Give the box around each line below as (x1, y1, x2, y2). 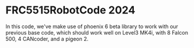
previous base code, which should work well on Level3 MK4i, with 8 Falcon (5, 29, 188, 36)
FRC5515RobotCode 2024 (5, 4, 136, 17)
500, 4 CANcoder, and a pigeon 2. (5, 35, 89, 42)
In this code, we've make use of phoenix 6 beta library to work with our (5, 23, 178, 30)
